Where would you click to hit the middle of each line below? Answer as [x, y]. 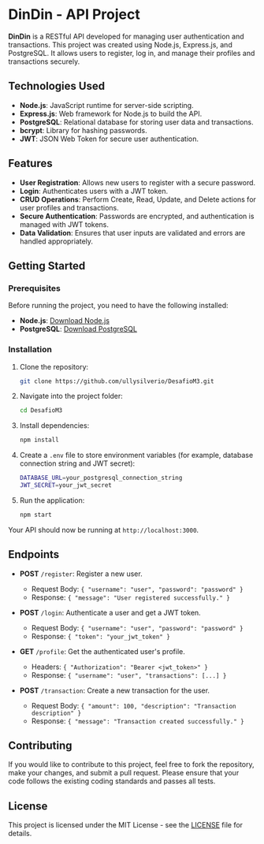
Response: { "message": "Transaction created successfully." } [138, 721]
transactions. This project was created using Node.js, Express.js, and [120, 44]
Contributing [40, 745]
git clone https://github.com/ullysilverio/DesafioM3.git [117, 381]
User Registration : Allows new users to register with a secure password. [138, 182]
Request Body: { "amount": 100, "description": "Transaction [134, 705]
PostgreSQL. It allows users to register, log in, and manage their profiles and [132, 53]
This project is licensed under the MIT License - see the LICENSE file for [125, 825]
